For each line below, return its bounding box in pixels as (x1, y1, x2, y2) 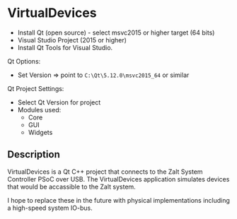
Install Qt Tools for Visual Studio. (17, 43, 113, 52)
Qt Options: (7, 57, 41, 65)
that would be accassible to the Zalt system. (7, 182, 136, 191)
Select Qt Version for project (17, 97, 101, 107)
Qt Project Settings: (7, 84, 64, 93)
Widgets (28, 128, 53, 136)
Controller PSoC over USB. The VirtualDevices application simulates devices (7, 174, 230, 183)
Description (7, 148, 60, 160)
